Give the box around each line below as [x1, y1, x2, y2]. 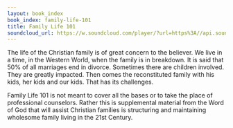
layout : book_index [7, 10, 64, 17]
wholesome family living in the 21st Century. [7, 113, 133, 122]
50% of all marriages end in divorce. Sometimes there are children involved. [7, 63, 224, 71]
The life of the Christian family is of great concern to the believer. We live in [7, 48, 223, 57]
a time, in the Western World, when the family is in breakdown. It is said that [7, 56, 224, 64]
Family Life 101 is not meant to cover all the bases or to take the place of [7, 91, 213, 100]
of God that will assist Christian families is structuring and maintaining [7, 106, 207, 114]
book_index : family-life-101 [7, 17, 92, 24]
